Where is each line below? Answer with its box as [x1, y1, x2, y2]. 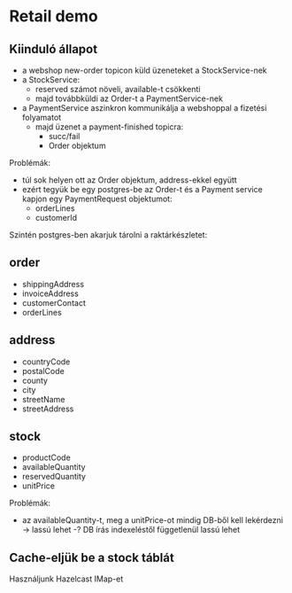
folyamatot [21, 113, 62, 122]
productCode [21, 452, 71, 463]
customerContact [21, 297, 86, 308]
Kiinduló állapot [9, 42, 98, 57]
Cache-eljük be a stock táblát [9, 550, 174, 565]
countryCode [21, 356, 71, 367]
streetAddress [21, 403, 74, 414]
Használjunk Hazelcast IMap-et [9, 573, 124, 584]
